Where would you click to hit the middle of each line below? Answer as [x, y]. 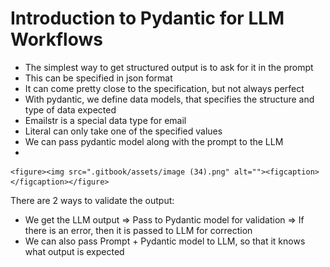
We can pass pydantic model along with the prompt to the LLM [154, 141]
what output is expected [74, 251]
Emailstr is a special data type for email [105, 120]
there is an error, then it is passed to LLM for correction [138, 230]
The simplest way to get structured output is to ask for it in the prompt [169, 67]
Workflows [56, 39]
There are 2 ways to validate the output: [92, 200]
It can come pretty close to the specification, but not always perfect [164, 88]
